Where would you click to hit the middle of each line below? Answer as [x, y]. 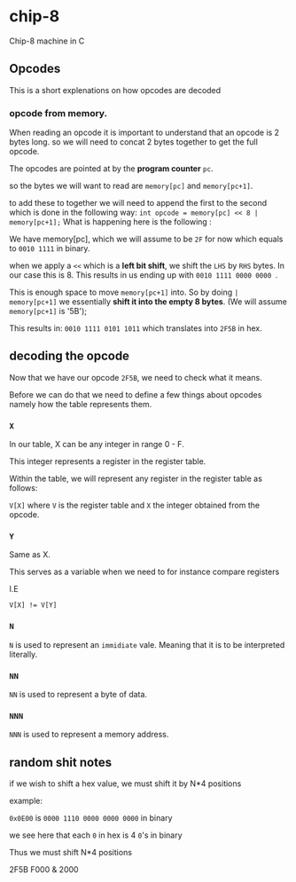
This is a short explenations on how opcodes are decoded [115, 90]
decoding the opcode [70, 356]
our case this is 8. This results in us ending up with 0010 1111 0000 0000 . [144, 275]
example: [26, 801]
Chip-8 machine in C [47, 41]
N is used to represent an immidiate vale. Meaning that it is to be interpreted [147, 644]
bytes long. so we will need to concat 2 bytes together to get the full [134, 142]
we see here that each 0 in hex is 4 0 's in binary [96, 835]
